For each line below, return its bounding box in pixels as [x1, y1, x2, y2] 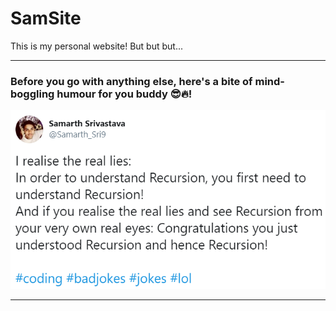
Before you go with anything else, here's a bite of [10, 74, 253, 88]
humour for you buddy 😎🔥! [56, 87, 193, 101]
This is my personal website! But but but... [10, 40, 184, 52]
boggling [10, 87, 55, 101]
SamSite [10, 7, 82, 30]
